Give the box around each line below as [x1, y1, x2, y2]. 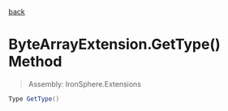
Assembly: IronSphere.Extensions [28, 79, 142, 88]
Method [8, 53, 62, 71]
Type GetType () [8, 95, 60, 103]
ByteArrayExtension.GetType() [8, 36, 221, 53]
